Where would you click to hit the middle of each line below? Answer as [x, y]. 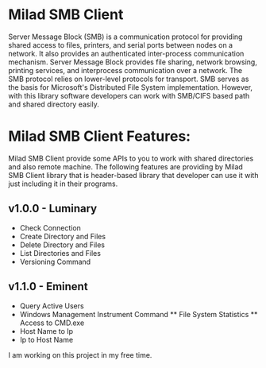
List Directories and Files [60, 253]
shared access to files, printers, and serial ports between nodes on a [120, 45]
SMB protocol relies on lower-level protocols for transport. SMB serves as [129, 79]
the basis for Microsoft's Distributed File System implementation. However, [130, 87]
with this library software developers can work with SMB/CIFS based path [129, 95]
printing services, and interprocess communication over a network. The [125, 70]
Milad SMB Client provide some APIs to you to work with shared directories [131, 158]
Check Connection [50, 227]
